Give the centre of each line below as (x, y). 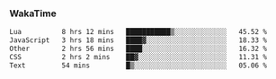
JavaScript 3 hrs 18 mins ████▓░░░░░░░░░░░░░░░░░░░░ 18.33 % (138, 40)
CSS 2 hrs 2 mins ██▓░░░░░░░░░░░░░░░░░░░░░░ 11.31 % (138, 57)
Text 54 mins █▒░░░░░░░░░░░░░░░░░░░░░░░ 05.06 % (138, 66)
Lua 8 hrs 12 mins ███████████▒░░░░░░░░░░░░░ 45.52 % (138, 32)
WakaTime (33, 13)
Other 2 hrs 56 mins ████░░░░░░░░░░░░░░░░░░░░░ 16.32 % (138, 49)
